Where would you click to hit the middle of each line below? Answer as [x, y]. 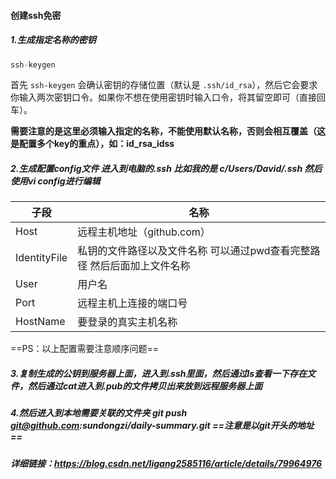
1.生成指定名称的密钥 [53, 40]
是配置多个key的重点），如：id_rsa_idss [92, 144]
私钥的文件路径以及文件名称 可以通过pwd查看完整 [194, 251]
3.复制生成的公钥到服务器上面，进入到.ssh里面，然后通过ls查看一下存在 [159, 373]
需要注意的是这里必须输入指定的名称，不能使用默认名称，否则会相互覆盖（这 [168, 131]
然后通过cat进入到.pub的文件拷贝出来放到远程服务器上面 [145, 386]
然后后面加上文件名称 [140, 266]
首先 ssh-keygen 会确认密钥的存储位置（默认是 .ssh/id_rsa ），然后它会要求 [164, 85]
